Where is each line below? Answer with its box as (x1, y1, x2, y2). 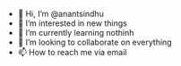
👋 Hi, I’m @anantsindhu (17, 9, 105, 19)
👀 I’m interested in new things (17, 18, 127, 29)
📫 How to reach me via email (17, 47, 127, 57)
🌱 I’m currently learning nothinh (17, 28, 134, 37)
